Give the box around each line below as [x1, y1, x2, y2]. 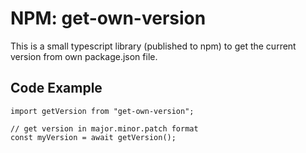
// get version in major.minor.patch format [10, 123, 199, 134]
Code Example [10, 80, 103, 97]
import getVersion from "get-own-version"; [10, 106, 195, 116]
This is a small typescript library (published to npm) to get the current [10, 40, 297, 52]
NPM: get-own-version [10, 7, 207, 30]
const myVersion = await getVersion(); [10, 132, 177, 142]
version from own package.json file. [10, 50, 158, 62]
